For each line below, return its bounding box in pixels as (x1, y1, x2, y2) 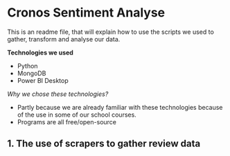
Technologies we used (7, 48, 74, 57)
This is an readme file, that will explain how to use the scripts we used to (7, 28, 215, 36)
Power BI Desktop (17, 76, 69, 84)
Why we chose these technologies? (7, 90, 109, 98)
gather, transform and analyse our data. (7, 35, 121, 43)
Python (17, 61, 38, 70)
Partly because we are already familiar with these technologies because (17, 103, 223, 111)
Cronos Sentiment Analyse (7, 5, 166, 21)
